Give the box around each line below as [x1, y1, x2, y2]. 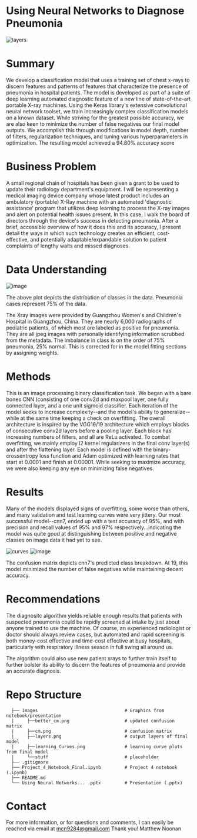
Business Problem [6, 160, 96, 174]
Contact [6, 799, 46, 813]
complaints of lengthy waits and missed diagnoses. [6, 242, 131, 249]
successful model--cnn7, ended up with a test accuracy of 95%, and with [6, 517, 184, 524]
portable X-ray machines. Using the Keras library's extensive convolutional [6, 102, 187, 109]
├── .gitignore [11, 759, 49, 765]
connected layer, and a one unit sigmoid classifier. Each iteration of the [6, 402, 178, 409]
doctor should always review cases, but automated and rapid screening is [6, 631, 185, 638]
